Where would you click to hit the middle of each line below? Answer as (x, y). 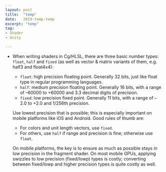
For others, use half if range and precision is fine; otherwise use (86, 133)
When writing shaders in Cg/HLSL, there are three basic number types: (85, 56)
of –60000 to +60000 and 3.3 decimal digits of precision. (79, 92)
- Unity (13, 38)
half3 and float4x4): (33, 67)
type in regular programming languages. (61, 82)
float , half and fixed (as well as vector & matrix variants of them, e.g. (85, 61)
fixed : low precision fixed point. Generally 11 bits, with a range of (86, 97)
